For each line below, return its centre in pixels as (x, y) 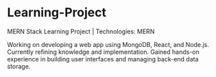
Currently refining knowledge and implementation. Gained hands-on (104, 52)
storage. (19, 66)
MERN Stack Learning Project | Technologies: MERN (81, 31)
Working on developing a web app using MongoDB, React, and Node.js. (108, 44)
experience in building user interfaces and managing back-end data (103, 59)
